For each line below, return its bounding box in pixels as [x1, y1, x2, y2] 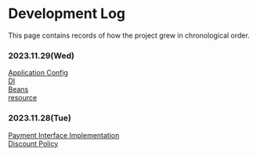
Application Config [8, 68, 69, 78]
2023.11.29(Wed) [8, 50, 74, 61]
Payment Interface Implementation [8, 130, 120, 140]
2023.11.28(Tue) [8, 113, 72, 124]
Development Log [8, 5, 126, 23]
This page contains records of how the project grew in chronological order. [8, 31, 250, 40]
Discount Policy [8, 139, 59, 148]
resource [8, 93, 38, 103]
